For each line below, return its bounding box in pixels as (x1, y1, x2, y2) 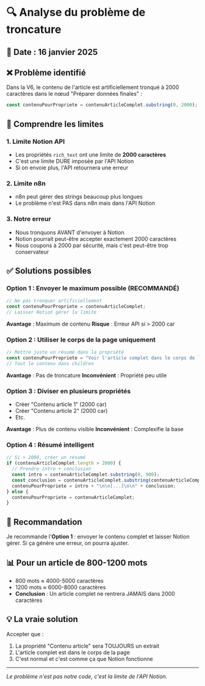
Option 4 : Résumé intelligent (6, 441, 95, 449)
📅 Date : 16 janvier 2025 (6, 47, 98, 57)
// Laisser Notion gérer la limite (6, 309, 97, 315)
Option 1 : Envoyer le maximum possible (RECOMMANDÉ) (6, 284, 180, 292)
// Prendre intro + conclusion (12, 466, 92, 472)
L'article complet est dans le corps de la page (15, 648, 130, 656)
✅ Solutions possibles (6, 265, 92, 276)
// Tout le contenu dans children (6, 360, 95, 366)
